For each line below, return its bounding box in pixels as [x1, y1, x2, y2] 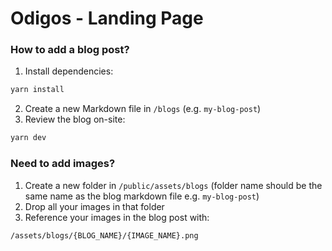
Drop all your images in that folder [24, 200, 165, 212]
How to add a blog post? [10, 43, 130, 57]
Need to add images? [10, 157, 116, 171]
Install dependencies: [24, 65, 114, 77]
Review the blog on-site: [24, 113, 126, 126]
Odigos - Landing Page [10, 7, 204, 30]
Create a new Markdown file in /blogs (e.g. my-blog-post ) [24, 103, 262, 115]
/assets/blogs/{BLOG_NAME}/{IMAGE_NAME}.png [10, 230, 199, 241]
